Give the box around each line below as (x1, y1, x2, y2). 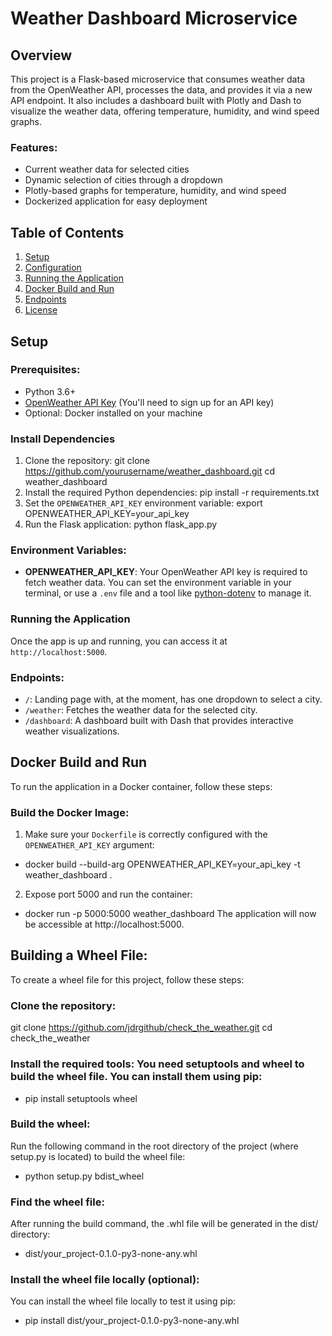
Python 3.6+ (24, 385, 77, 397)
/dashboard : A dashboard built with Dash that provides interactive (24, 714, 294, 726)
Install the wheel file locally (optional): (10, 1273, 200, 1287)
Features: (10, 140, 58, 154)
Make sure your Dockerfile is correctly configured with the (24, 828, 268, 841)
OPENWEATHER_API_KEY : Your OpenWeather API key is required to (24, 566, 308, 578)
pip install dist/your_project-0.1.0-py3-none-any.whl (24, 1315, 240, 1327)
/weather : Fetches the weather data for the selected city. (24, 703, 258, 716)
